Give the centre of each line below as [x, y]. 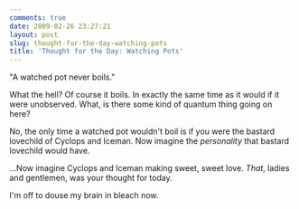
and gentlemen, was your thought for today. [91, 178]
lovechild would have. [50, 151]
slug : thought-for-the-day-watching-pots [89, 43]
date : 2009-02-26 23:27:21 [60, 26]
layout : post [34, 34]
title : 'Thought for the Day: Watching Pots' [96, 52]
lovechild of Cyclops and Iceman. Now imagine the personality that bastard [149, 141]
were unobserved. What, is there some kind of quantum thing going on [141, 104]
